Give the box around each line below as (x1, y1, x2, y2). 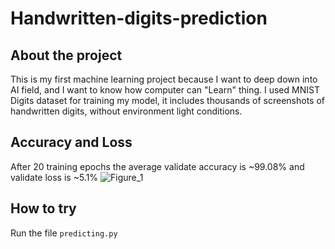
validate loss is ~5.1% (10, 171, 99, 183)
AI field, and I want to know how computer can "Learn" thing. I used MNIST (10, 84, 320, 96)
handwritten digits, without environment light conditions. (10, 105, 243, 117)
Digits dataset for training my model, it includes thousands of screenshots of (10, 95, 326, 106)
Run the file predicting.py (10, 227, 118, 239)
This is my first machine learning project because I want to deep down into (10, 73, 318, 85)
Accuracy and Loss (10, 134, 133, 151)
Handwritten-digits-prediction (10, 7, 268, 30)
